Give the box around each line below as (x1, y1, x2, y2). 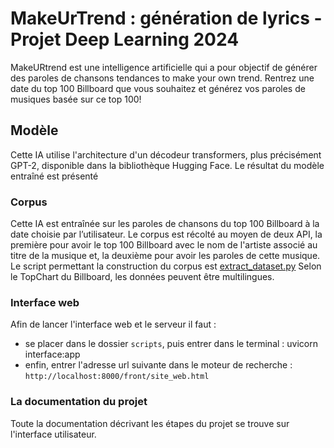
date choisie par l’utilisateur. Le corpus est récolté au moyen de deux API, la (10, 228, 323, 241)
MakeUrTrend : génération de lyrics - (10, 7, 323, 30)
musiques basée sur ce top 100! (10, 93, 142, 105)
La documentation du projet (10, 395, 148, 409)
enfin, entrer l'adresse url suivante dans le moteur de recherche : (24, 359, 293, 371)
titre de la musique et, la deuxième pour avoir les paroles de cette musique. (10, 250, 321, 262)
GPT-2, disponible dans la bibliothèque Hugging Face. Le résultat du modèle (10, 159, 325, 171)
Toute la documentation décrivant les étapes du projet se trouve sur (10, 417, 290, 429)
